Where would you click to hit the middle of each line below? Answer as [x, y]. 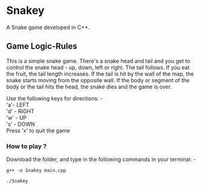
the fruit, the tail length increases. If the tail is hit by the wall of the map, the [100, 74]
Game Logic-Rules [42, 46]
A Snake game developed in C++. [48, 27]
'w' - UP [17, 117]
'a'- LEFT [18, 105]
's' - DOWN [21, 124]
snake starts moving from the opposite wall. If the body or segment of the [98, 80]
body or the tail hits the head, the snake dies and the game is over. [89, 87]
